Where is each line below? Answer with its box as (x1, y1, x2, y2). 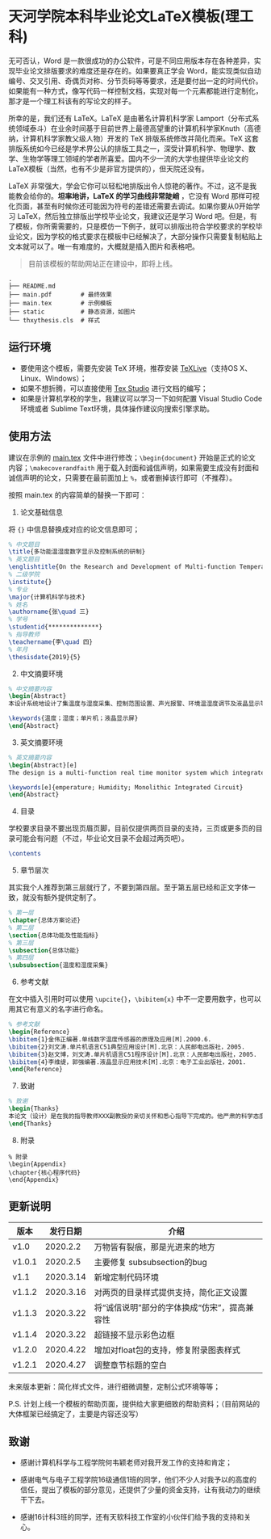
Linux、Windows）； (19, 373, 87, 383)
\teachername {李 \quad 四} (8, 637, 93, 646)
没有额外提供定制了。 (29, 893, 101, 902)
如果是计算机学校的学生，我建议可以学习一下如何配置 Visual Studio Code (19, 393, 263, 403)
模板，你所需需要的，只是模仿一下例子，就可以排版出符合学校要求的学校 (15, 221, 256, 231)
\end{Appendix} (8, 1175, 60, 1184)
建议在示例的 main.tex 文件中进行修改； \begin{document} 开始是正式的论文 (8, 452, 256, 462)
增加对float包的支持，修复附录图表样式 (94, 1344, 240, 1356)
